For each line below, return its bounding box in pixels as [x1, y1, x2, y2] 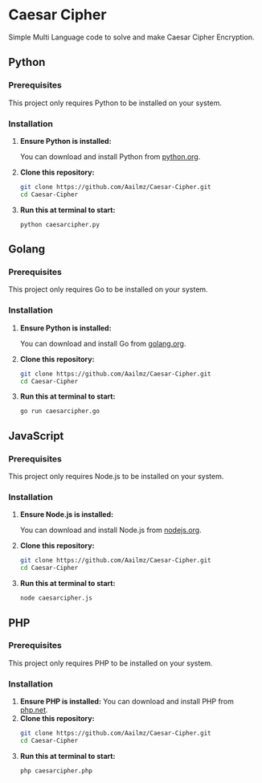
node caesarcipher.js [19, 594, 92, 602]
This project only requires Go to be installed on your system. [8, 285, 208, 294]
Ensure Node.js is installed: [19, 510, 114, 519]
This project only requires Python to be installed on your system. [8, 98, 223, 108]
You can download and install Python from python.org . [19, 151, 201, 162]
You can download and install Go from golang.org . [19, 338, 186, 348]
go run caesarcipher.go [19, 408, 100, 416]
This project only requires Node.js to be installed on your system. [8, 472, 224, 482]
